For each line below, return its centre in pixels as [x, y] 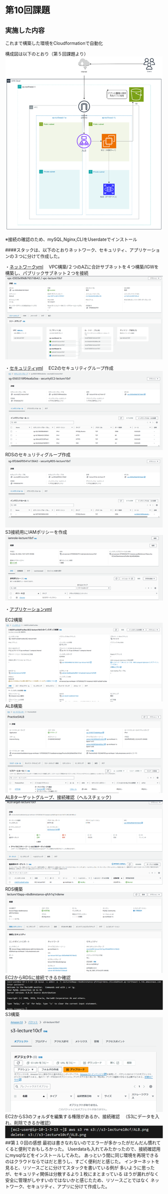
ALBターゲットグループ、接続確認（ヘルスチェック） [59, 797]
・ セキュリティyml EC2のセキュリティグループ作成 [59, 368]
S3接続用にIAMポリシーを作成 [36, 532]
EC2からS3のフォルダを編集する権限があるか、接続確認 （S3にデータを [80, 1117]
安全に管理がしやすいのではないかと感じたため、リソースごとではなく [77, 1180]
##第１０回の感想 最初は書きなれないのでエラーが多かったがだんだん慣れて [83, 1143]
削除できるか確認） [34, 1123]
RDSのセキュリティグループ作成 [38, 454]
